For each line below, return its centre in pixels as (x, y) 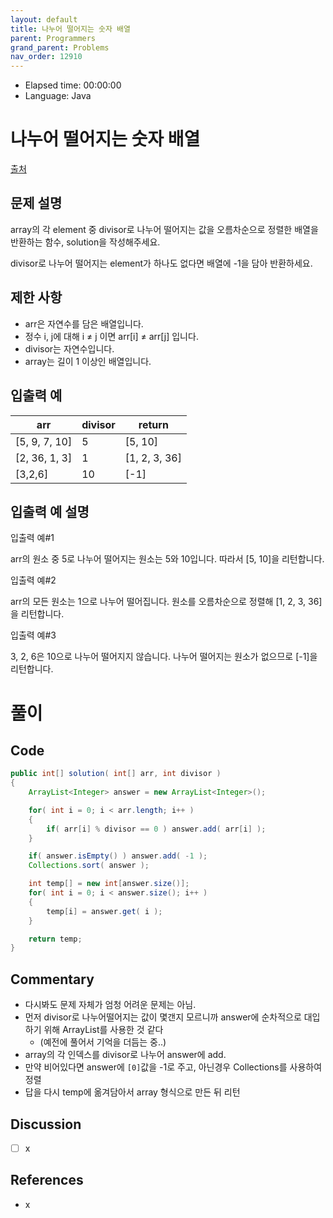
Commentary (52, 979)
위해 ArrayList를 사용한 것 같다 (103, 1030)
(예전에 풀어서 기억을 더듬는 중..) (103, 1042)
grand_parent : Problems (60, 47)
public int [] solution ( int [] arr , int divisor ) (116, 774)
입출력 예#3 (33, 635)
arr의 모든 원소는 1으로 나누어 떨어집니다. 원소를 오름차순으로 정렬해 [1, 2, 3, (158, 602)
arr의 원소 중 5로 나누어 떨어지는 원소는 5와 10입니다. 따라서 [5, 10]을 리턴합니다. (167, 559)
